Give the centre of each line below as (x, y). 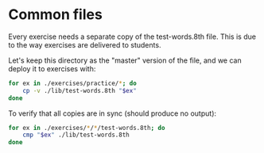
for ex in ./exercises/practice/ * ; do (72, 83)
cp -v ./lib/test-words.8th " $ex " (80, 90)
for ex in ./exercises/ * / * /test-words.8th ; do (87, 128)
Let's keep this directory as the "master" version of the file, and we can (125, 60)
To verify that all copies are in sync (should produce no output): (113, 113)
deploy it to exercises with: (52, 68)
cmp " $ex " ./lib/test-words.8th (76, 135)
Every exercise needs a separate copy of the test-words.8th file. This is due (132, 36)
